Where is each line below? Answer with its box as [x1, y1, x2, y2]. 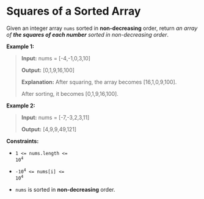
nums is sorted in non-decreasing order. [15, 186, 115, 193]
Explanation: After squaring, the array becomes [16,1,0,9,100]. [21, 78, 177, 85]
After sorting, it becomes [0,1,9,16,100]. [21, 90, 119, 97]
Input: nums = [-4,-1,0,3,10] [21, 54, 90, 62]
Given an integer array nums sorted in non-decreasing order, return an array [6, 24, 198, 32]
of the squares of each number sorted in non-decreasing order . [6, 31, 169, 38]
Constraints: [6, 137, 39, 145]
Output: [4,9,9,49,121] [21, 125, 77, 132]
